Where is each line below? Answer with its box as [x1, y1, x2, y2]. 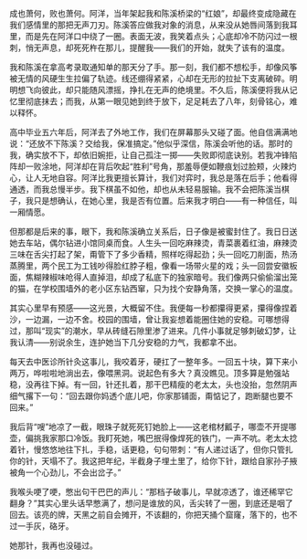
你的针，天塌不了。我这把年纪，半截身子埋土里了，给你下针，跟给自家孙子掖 [9, 456, 298, 466]
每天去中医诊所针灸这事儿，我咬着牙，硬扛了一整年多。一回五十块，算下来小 [9, 356, 298, 367]
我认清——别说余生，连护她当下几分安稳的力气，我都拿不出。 [9, 337, 242, 347]
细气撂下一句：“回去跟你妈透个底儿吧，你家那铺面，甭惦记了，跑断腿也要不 [9, 391, 294, 401]
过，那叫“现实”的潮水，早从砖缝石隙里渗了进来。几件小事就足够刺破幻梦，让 [9, 325, 297, 336]
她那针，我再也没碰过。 [9, 540, 98, 551]
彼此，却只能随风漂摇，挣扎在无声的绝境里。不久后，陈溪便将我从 [40, 85, 290, 95]
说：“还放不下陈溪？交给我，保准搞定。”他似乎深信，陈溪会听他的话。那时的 [9, 138, 293, 149]
